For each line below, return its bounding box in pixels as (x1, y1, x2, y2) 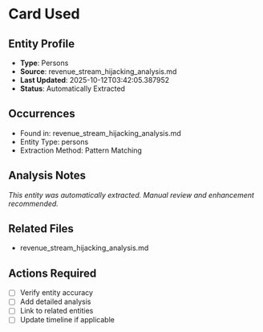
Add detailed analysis (19, 297, 91, 306)
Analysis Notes (8, 169, 87, 182)
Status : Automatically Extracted (19, 84, 126, 93)
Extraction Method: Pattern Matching (19, 146, 143, 155)
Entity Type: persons (19, 137, 89, 146)
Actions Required (8, 266, 97, 280)
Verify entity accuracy (19, 288, 94, 297)
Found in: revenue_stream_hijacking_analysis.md (19, 128, 182, 137)
